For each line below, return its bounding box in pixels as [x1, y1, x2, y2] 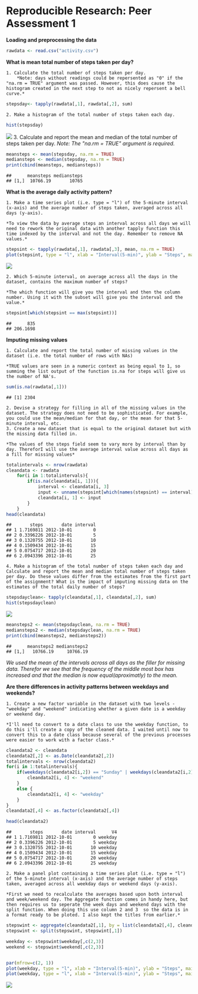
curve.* [6, 91, 25, 96]
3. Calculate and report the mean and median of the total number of [13, 133, 178, 140]
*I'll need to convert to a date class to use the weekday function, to [6, 721, 189, 727]
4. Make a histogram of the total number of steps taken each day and [6, 563, 183, 569]
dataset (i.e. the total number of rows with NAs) [6, 353, 133, 359]
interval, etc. [24, 420, 62, 427]
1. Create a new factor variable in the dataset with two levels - [6, 701, 176, 706]
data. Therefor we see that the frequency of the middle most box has [6, 665, 174, 672]
